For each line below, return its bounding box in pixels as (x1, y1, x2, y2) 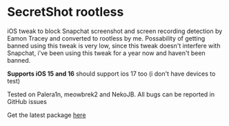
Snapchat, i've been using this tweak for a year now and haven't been (7, 49, 206, 57)
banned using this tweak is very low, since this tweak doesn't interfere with (7, 41, 221, 50)
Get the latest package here (7, 111, 86, 119)
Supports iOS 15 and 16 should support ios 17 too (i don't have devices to (7, 70, 216, 78)
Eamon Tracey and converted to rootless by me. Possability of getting (7, 34, 206, 42)
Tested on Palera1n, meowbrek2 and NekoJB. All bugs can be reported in (7, 90, 215, 98)
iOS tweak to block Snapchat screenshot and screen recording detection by (7, 27, 223, 35)
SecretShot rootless (7, 4, 124, 20)
